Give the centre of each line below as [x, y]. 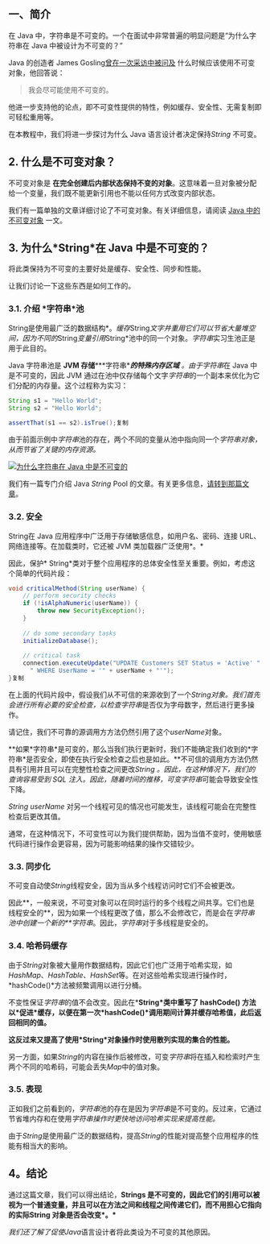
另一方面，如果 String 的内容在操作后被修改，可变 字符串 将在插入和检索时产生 [135, 1056]
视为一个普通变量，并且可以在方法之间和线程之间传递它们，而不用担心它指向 [135, 1205]
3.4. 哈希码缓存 [38, 946]
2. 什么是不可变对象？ [62, 162]
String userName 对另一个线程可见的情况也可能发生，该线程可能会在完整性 [133, 806]
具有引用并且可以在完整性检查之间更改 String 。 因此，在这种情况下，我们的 [132, 769]
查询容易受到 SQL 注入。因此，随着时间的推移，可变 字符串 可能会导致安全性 [133, 779]
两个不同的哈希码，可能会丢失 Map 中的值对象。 [86, 1067]
